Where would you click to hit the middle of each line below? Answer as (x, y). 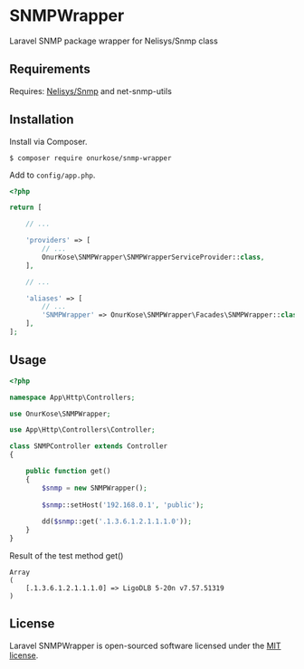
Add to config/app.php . (52, 175)
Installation (42, 120)
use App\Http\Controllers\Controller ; (82, 430)
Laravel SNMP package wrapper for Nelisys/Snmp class (114, 41)
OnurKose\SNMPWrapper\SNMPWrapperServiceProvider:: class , (153, 257)
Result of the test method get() (66, 555)
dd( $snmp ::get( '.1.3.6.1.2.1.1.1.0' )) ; (117, 521)
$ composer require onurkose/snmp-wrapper (90, 158)
